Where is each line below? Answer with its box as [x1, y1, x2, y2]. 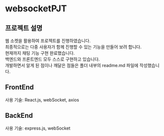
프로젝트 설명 [5, 24, 43, 32]
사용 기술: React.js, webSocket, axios [5, 97, 79, 102]
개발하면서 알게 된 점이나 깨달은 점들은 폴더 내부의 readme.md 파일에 [5, 63, 139, 68]
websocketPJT [5, 3, 67, 14]
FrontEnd [5, 83, 34, 92]
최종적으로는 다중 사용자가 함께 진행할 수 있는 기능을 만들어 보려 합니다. [5, 44, 142, 50]
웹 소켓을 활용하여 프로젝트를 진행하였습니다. [5, 38, 91, 43]
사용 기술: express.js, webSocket [5, 125, 70, 131]
